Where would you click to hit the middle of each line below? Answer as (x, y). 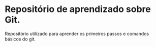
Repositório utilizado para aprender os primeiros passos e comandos (77, 33)
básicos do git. (20, 39)
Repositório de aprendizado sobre (78, 9)
